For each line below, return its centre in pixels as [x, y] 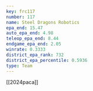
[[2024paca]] [22, 82]
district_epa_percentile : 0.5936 [47, 60]
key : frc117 [20, 11]
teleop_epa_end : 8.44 [32, 38]
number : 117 [20, 17]
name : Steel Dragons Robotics [43, 22]
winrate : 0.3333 [26, 50]
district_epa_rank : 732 [35, 55]
